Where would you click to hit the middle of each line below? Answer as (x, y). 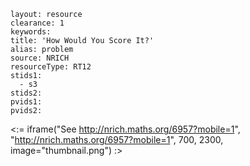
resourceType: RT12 (51, 67)
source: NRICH (40, 58)
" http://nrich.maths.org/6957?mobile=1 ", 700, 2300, (117, 139)
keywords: (31, 32)
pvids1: (26, 102)
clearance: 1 (37, 23)
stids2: (26, 93)
